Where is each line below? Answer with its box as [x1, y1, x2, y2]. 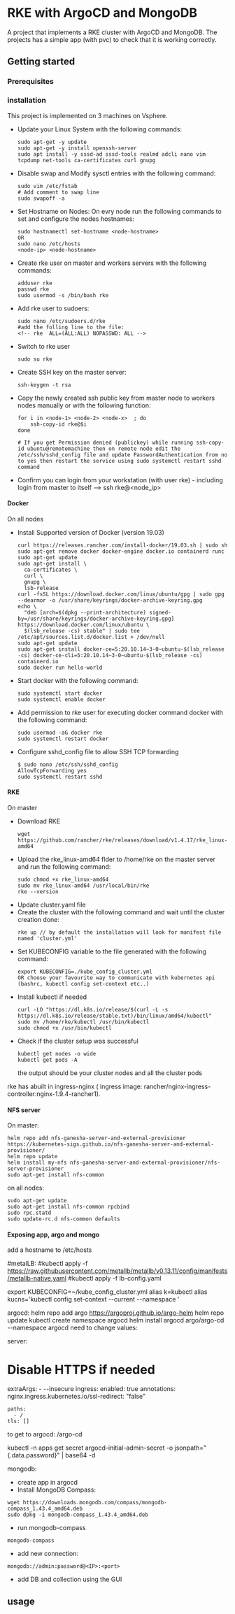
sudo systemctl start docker [17, 690, 103, 697]
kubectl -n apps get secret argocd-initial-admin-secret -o [7, 1443, 173, 1452]
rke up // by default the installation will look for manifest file [17, 928, 222, 936]
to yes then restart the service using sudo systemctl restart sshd [17, 457, 222, 464]
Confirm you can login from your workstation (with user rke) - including [17, 475, 224, 484]
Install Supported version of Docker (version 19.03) [17, 528, 164, 536]
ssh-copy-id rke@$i [30, 421, 87, 428]
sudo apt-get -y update [17, 138, 87, 145]
